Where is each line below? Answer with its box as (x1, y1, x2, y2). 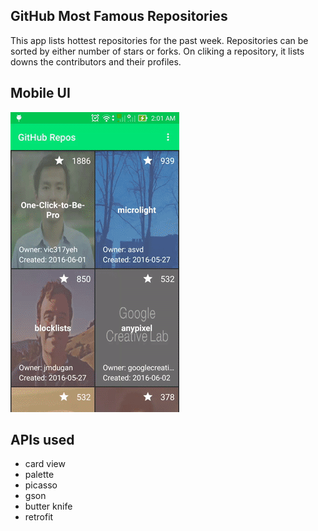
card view (24, 458, 66, 470)
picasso (24, 479, 58, 491)
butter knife (24, 500, 73, 513)
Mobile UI (10, 85, 71, 102)
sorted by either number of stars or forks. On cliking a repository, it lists (10, 45, 305, 57)
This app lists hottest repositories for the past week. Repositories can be (10, 34, 309, 46)
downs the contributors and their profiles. (10, 55, 182, 68)
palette (24, 469, 55, 481)
